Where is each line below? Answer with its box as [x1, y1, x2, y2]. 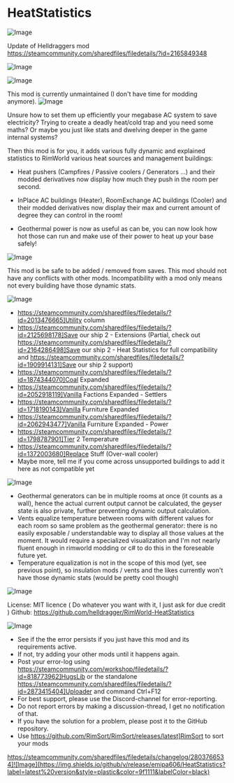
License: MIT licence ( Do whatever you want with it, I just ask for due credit [7, 600, 226, 609]
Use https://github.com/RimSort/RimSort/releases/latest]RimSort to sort [17, 731, 224, 740]
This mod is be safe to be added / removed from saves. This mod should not [7, 266, 227, 274]
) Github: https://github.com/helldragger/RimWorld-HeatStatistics [7, 607, 195, 616]
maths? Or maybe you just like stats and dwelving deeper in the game [7, 125, 207, 134]
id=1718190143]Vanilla [17, 404, 81, 414]
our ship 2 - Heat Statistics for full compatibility [81, 345, 218, 354]
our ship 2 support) [78, 360, 133, 369]
